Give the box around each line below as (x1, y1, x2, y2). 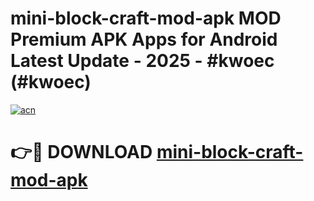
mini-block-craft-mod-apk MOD (10, 7, 282, 30)
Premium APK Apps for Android (10, 28, 278, 51)
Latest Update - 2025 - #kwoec (10, 50, 275, 72)
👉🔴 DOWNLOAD (10, 141, 153, 164)
